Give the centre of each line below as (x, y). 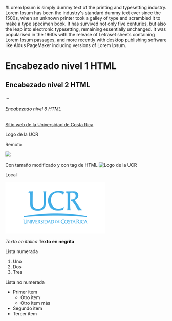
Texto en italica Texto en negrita (40, 242)
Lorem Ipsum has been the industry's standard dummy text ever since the (83, 13)
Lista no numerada (25, 282)
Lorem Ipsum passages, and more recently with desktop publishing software (86, 40)
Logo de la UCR (22, 134)
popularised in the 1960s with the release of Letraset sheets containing (80, 35)
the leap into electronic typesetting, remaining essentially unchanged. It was (86, 29)
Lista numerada (22, 251)
